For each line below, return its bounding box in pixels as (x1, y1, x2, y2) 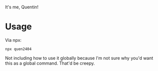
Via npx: (5, 37, 22, 43)
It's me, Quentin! (5, 4, 39, 10)
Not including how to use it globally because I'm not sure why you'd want (5, 55, 154, 61)
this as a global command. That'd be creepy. (5, 60, 95, 66)
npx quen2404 (5, 46, 32, 52)
